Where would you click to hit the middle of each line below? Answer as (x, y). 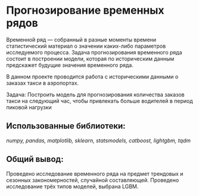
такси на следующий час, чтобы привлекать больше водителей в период (100, 101)
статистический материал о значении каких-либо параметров (86, 46)
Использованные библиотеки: (66, 126)
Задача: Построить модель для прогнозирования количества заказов (95, 94)
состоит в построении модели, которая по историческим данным (90, 59)
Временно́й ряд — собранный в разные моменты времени (81, 39)
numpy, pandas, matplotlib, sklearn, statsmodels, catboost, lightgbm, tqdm (99, 140)
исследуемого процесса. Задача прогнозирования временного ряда (94, 52)
